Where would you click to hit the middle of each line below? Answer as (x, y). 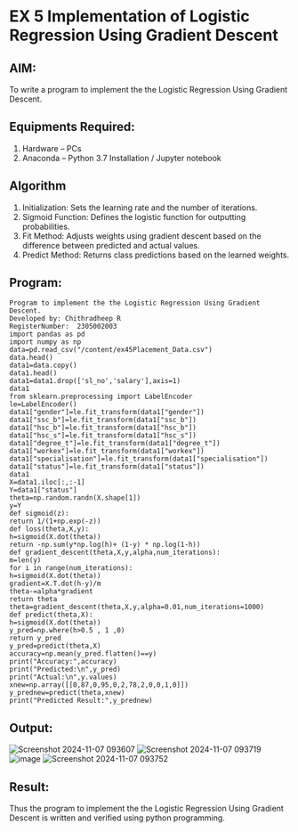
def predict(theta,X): (51, 615)
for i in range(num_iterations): (71, 568)
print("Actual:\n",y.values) (63, 677)
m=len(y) (25, 560)
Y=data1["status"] (43, 490)
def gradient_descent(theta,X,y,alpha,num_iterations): (115, 553)
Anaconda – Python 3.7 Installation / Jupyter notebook (121, 158)
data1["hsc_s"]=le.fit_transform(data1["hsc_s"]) (103, 436)
